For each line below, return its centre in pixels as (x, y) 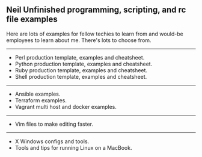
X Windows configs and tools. (52, 141)
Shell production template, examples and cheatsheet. (81, 76)
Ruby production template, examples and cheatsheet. (81, 70)
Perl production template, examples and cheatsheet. (80, 57)
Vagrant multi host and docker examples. (66, 106)
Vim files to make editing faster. (54, 124)
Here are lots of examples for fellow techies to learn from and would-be (95, 34)
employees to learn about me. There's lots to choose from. (79, 40)
